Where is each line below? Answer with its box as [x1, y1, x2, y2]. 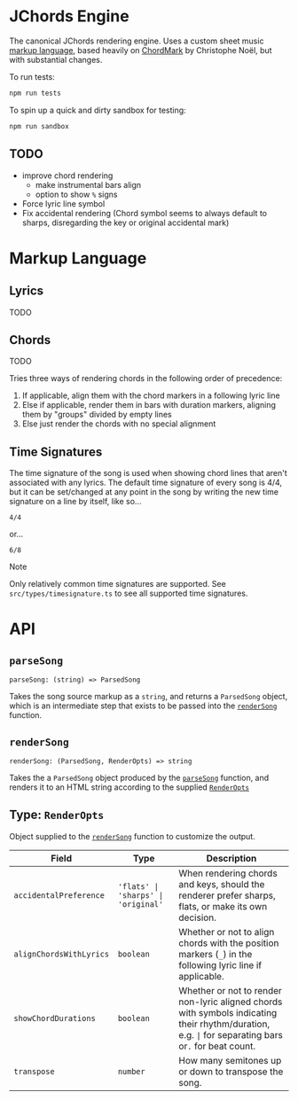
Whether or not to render [178, 984, 282, 996]
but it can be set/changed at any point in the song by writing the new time [9, 487, 279, 497]
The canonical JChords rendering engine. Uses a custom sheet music [9, 35, 264, 46]
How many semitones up [178, 1054, 282, 1066]
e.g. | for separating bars [178, 1028, 284, 1041]
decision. [178, 911, 217, 924]
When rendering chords [178, 867, 278, 879]
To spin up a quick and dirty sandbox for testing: [9, 105, 186, 115]
